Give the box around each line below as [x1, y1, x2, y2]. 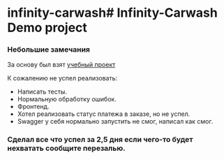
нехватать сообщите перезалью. [7, 143, 126, 153]
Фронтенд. [17, 103, 50, 111]
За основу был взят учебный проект [7, 61, 116, 69]
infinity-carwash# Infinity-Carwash [7, 5, 218, 21]
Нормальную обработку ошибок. [17, 95, 117, 103]
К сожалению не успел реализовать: [7, 74, 118, 82]
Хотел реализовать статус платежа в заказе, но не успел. [17, 110, 191, 118]
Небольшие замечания [7, 45, 91, 54]
